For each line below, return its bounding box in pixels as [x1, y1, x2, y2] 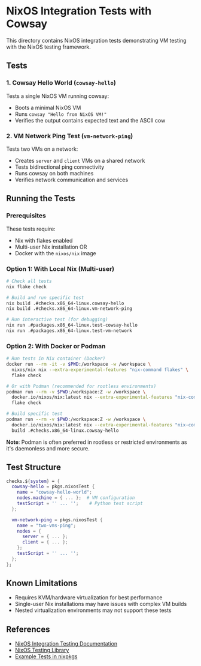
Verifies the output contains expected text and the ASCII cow [14, 117, 166, 124]
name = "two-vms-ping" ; [17, 522, 77, 528]
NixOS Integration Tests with [6, 4, 152, 18]
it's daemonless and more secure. [6, 444, 90, 452]
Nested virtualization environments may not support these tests [14, 607, 172, 614]
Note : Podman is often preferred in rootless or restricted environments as [6, 438, 187, 446]
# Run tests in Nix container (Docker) [6, 356, 106, 362]
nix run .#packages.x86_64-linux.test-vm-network [6, 328, 133, 334]
